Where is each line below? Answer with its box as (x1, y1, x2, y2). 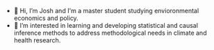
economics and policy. (13, 14, 79, 22)
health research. (13, 36, 61, 44)
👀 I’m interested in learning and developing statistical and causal (13, 22, 198, 29)
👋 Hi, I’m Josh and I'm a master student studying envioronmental (13, 7, 199, 15)
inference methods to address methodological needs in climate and (13, 28, 207, 37)
